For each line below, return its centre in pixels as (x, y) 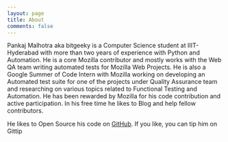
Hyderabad (23, 53)
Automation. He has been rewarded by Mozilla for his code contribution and (114, 96)
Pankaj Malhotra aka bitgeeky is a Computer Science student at (97, 46)
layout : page (26, 13)
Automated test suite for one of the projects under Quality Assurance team (112, 82)
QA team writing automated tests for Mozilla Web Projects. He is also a (107, 67)
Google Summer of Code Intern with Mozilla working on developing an (106, 74)
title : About (26, 20)
